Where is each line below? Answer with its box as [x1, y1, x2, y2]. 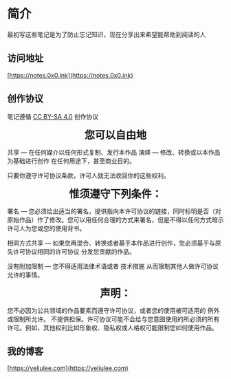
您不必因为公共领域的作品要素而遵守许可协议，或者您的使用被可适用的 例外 [7, 306, 220, 314]
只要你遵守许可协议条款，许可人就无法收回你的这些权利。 [7, 171, 170, 180]
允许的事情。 [7, 270, 43, 279]
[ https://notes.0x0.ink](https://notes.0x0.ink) [7, 71, 133, 79]
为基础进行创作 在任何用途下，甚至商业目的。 [7, 156, 135, 165]
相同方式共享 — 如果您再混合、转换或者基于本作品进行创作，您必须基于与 [7, 239, 215, 247]
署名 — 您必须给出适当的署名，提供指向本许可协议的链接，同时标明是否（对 [7, 207, 221, 215]
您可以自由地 [85, 128, 146, 142]
